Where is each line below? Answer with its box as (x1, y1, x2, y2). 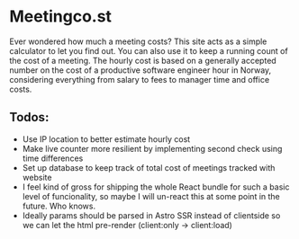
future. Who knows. (22, 200, 96, 211)
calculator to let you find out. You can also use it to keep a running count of (9, 45, 288, 56)
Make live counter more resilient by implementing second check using (22, 143, 283, 154)
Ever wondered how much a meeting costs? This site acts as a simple (9, 36, 267, 47)
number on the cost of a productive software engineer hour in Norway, (9, 65, 272, 75)
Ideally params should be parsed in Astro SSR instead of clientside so (22, 209, 281, 221)
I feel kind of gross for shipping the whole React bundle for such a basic (22, 181, 290, 192)
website (22, 172, 52, 182)
